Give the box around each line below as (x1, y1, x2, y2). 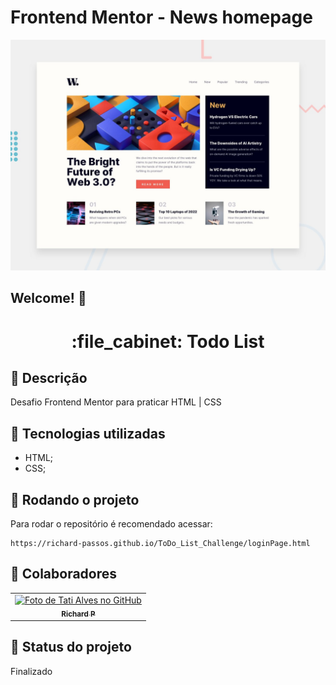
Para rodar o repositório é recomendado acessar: (10, 518, 213, 530)
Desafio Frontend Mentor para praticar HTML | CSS (10, 396, 222, 408)
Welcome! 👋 (10, 290, 87, 307)
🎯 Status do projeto (10, 639, 132, 656)
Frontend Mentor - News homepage (10, 6, 313, 29)
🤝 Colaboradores (10, 566, 118, 583)
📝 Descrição (10, 370, 88, 387)
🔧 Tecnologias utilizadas (10, 425, 166, 442)
